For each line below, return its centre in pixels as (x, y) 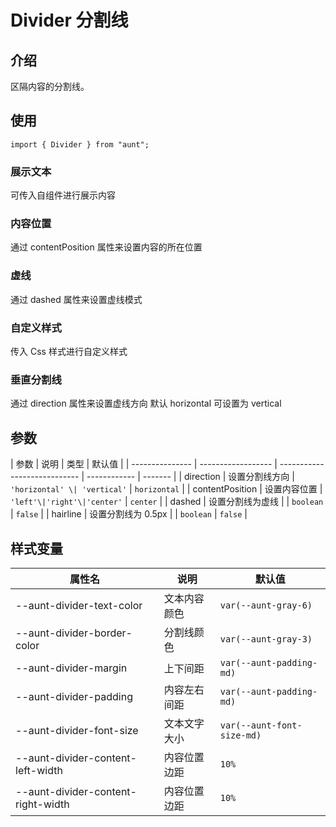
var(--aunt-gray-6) (266, 605)
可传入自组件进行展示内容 (63, 195)
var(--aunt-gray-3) (266, 639)
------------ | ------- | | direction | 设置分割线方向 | (190, 477)
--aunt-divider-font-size (77, 730)
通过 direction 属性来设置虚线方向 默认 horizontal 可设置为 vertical (146, 403)
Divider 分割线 (69, 20)
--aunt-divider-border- (74, 633)
